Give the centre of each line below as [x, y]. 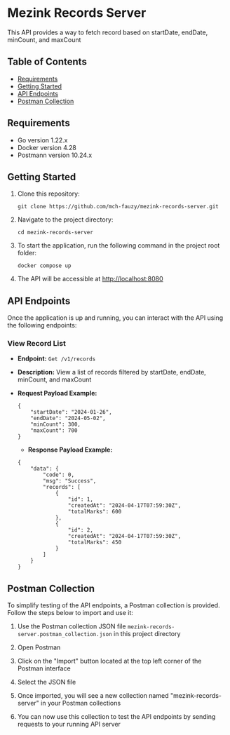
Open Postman [39, 647]
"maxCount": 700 [54, 431]
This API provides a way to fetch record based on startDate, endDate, [108, 32]
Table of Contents [47, 62]
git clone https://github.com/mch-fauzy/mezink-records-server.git [118, 207]
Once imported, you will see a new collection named [93, 696]
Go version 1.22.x [42, 140]
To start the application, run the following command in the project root [119, 245]
